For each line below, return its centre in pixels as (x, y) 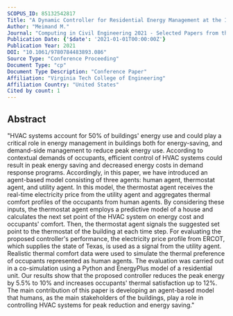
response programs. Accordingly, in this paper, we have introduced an (107, 172)
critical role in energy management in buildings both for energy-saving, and (115, 143)
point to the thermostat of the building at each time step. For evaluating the (114, 231)
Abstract (27, 119)
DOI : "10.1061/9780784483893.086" (57, 53)
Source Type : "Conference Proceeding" (63, 59)
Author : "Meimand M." (38, 26)
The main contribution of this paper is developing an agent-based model (111, 290)
